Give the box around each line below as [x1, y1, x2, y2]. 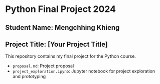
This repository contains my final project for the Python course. [5, 53, 136, 59]
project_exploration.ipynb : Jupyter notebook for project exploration [12, 68, 155, 74]
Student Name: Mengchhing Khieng [5, 23, 120, 32]
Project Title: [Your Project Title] [5, 40, 108, 48]
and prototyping [12, 74, 46, 80]
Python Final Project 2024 [5, 3, 116, 15]
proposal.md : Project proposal [12, 63, 74, 69]
